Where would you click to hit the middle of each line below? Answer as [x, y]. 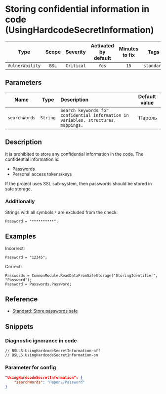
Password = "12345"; [26, 257]
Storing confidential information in [77, 9]
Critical [76, 66]
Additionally [20, 202]
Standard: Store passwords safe [45, 311]
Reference [21, 299]
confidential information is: [32, 159]
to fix [129, 55]
